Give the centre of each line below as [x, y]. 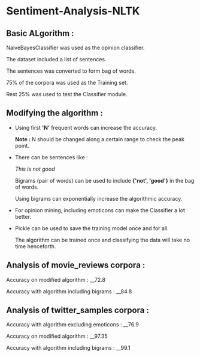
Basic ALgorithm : [40, 33]
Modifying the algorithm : [55, 113]
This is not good [35, 169]
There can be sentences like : [51, 157]
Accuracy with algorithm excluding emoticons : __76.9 [72, 325]
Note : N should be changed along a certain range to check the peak [99, 139]
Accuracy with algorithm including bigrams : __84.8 [69, 291]
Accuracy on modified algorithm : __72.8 [56, 279]
